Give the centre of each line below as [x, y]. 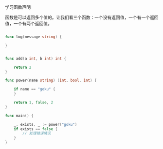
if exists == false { [36, 129]
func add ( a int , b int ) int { [36, 59]
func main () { [19, 116]
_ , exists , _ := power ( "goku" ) [45, 124]
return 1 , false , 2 [34, 103]
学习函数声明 [18, 7]
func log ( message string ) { [34, 37]
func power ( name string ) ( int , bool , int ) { [51, 81]
